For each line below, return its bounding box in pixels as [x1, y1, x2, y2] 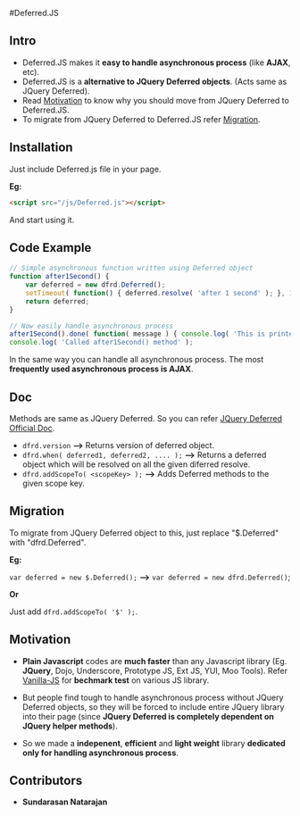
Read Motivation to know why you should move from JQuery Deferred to [21, 95, 290, 105]
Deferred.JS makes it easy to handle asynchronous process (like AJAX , [21, 57, 291, 68]
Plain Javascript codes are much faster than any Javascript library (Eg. [21, 655, 287, 666]
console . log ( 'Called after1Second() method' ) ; [9, 338, 194, 347]
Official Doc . [9, 423, 55, 433]
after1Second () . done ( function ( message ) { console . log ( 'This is [9, 329, 266, 338]
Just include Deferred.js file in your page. [9, 163, 162, 174]
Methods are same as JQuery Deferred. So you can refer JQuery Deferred [9, 413, 283, 423]
